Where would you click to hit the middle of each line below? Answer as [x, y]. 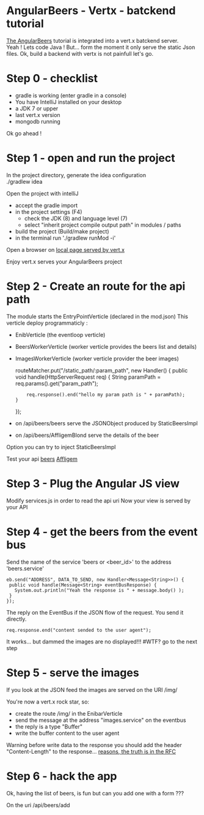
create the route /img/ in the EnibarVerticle [69, 713]
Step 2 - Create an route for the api [96, 286]
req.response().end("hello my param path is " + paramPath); [106, 395]
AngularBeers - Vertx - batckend [91, 11]
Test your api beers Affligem [42, 459]
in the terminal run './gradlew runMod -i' [65, 238]
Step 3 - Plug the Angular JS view [93, 483]
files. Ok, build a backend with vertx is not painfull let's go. [80, 53]
